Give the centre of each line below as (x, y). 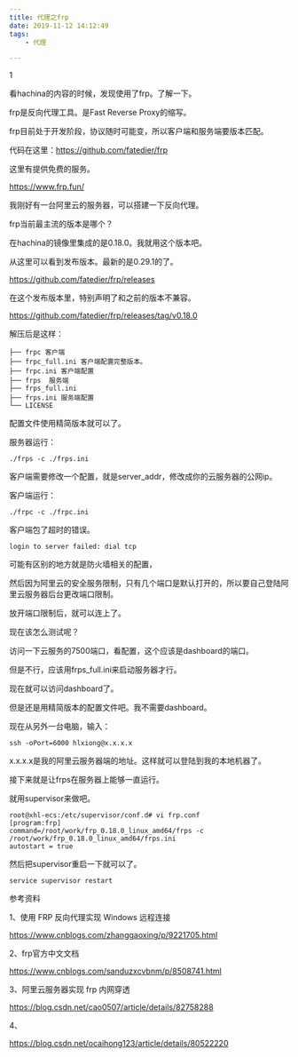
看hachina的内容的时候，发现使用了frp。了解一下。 (103, 93)
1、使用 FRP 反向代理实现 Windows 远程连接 (90, 918)
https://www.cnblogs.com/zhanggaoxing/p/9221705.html (114, 935)
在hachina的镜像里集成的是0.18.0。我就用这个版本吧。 (108, 243)
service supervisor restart (61, 881)
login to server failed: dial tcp (73, 547)
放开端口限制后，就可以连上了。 (67, 613)
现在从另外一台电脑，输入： (60, 727)
